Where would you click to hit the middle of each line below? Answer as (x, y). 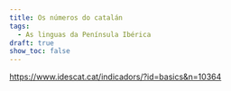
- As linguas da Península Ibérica (84, 34)
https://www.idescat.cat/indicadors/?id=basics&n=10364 (115, 77)
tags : (19, 26)
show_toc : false (40, 51)
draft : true (32, 43)
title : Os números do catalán (66, 18)
